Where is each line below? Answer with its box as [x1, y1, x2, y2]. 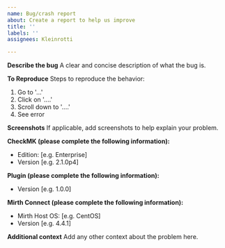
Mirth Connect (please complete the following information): [7, 199, 184, 207]
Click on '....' [17, 95, 53, 104]
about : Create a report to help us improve [7, 17, 136, 24]
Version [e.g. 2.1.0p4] [17, 158, 79, 167]
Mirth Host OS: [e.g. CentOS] [17, 212, 101, 220]
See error [17, 110, 45, 119]
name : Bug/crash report [7, 10, 77, 17]
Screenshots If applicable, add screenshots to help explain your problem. [7, 124, 219, 132]
